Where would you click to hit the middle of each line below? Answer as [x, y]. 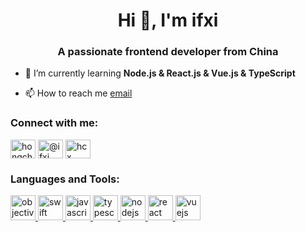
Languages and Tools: [65, 179]
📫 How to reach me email [78, 93]
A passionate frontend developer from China [168, 52]
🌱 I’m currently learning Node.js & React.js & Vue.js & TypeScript [160, 73]
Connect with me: [54, 123]
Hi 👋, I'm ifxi [168, 20]
